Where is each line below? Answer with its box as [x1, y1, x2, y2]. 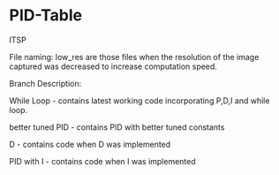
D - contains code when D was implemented [9, 139, 171, 149]
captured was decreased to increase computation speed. [9, 61, 218, 72]
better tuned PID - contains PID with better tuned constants [9, 121, 225, 133]
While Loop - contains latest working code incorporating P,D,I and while [9, 95, 270, 106]
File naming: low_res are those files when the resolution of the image [9, 51, 260, 62]
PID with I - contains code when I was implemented [9, 156, 196, 166]
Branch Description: [9, 78, 82, 88]
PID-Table [9, 5, 82, 26]
